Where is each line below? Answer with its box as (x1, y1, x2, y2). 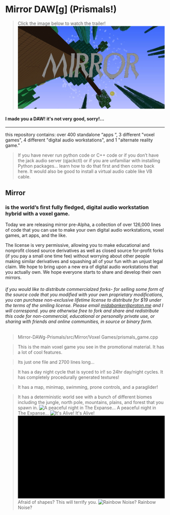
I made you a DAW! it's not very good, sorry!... (5, 116, 105, 122)
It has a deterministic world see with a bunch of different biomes (17, 394, 152, 400)
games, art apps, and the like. (5, 232, 67, 238)
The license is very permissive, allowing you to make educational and (5, 242, 150, 248)
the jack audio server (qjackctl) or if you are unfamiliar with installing (17, 158, 160, 164)
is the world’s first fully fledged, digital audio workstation (5, 204, 149, 211)
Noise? (17, 504, 32, 510)
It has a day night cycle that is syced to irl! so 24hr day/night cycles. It (17, 369, 163, 375)
